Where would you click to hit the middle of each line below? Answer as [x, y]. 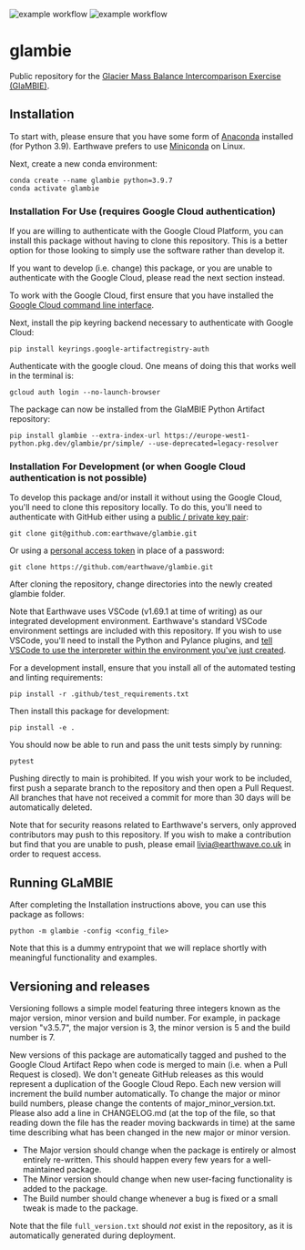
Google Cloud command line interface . [82, 305]
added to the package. [65, 1188]
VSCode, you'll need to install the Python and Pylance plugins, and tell [141, 640]
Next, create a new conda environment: [83, 163]
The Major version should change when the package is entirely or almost [159, 1150]
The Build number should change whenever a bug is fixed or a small [150, 1198]
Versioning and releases [80, 986]
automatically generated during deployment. [92, 1235]
